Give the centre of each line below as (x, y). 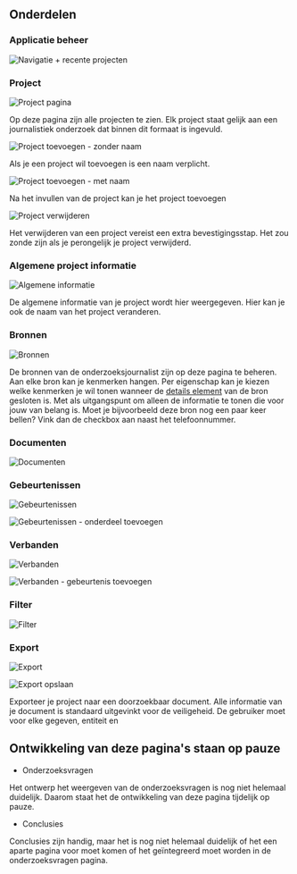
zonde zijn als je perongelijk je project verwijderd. (100, 242)
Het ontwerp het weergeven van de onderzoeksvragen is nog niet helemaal (148, 787)
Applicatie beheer (49, 40)
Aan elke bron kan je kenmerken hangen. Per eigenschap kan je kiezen (140, 381)
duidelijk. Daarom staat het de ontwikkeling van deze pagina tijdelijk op (140, 797)
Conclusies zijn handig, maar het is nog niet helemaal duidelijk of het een (144, 841)
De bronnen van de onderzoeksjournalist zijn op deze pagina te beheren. (143, 372)
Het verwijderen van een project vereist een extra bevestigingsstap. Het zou (149, 232)
